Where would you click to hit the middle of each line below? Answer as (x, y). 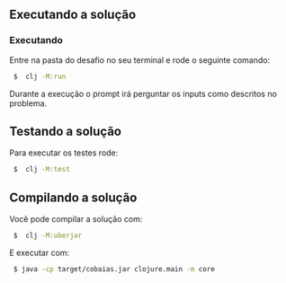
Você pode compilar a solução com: (76, 219)
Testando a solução (65, 131)
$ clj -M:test (41, 170)
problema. (28, 103)
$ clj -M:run (40, 76)
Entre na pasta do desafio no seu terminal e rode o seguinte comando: (140, 60)
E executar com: (40, 252)
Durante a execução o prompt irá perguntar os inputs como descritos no (143, 93)
